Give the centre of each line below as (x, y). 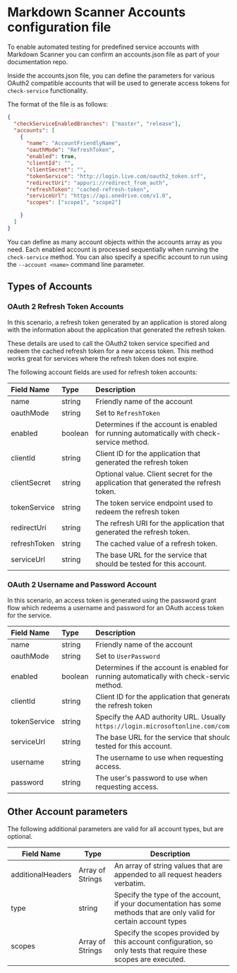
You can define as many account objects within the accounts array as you (115, 241)
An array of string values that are (169, 866)
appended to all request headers (168, 874)
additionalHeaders (41, 874)
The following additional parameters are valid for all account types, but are (116, 829)
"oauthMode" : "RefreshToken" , (70, 150)
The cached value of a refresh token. (156, 543)
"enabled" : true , (51, 157)
